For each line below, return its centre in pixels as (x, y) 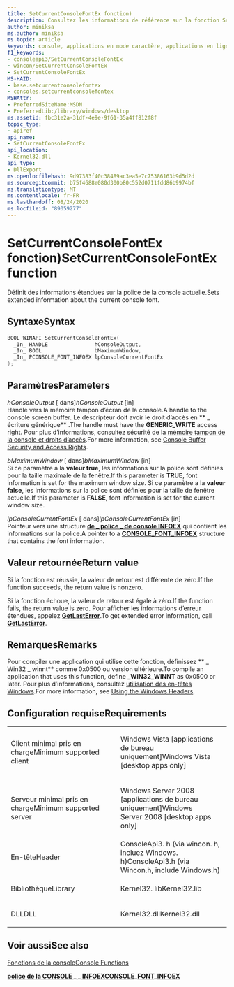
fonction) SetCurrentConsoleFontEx (112, 258)
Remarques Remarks (52, 645)
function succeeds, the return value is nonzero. (75, 587)
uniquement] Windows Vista (166, 757)
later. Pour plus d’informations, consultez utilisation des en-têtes (100, 684)
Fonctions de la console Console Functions (68, 963)
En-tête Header (36, 857)
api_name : (22, 137)
